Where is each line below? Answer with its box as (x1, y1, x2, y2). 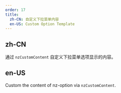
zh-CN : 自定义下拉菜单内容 (9, 17, 59, 22)
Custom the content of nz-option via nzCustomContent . (5, 82, 116, 88)
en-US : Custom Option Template (9, 21, 75, 27)
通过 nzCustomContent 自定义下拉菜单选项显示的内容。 (5, 54, 116, 60)
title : (5, 12, 19, 17)
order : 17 (5, 7, 26, 13)
